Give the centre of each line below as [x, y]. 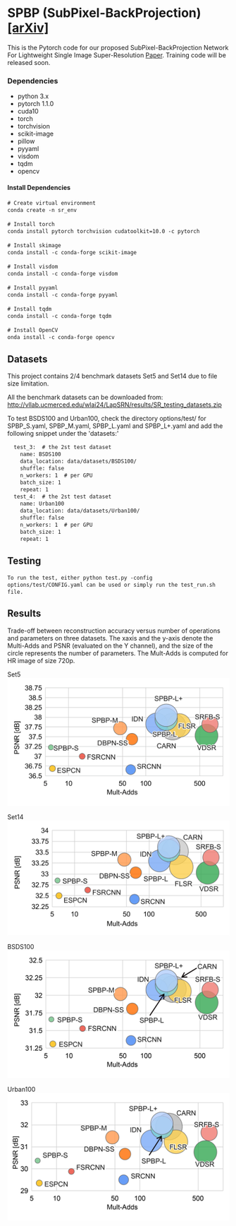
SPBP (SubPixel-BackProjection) [104, 13]
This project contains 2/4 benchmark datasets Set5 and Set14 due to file [112, 376]
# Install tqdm [30, 309]
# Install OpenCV [33, 331]
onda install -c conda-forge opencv [61, 338]
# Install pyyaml [33, 288]
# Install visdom [33, 267]
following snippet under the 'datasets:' [63, 434]
